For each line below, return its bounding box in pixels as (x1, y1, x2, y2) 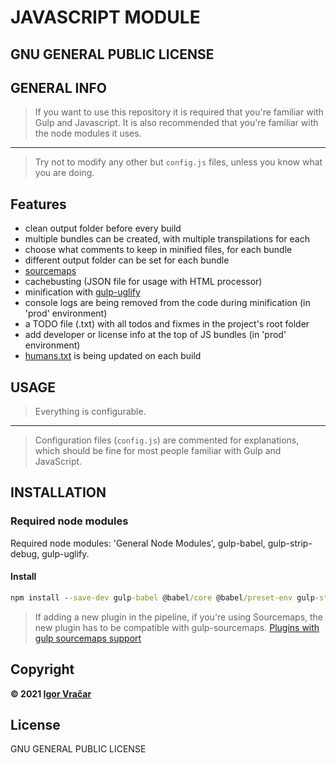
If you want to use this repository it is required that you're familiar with (34, 106, 324, 118)
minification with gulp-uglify (24, 286, 141, 298)
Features (10, 196, 67, 213)
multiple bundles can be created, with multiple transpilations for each (24, 233, 310, 245)
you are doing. (34, 167, 95, 179)
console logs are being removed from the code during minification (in (24, 297, 311, 309)
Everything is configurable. (34, 406, 147, 418)
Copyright (10, 661, 75, 678)
